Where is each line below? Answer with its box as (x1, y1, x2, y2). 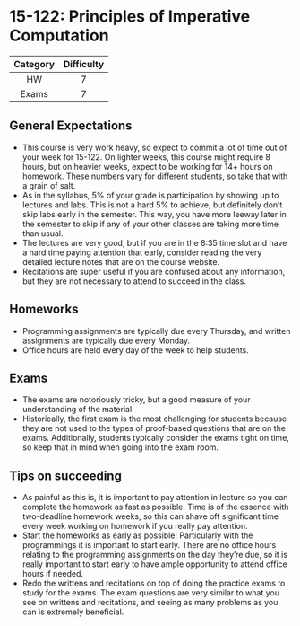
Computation (9, 25, 109, 46)
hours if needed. (21, 569, 83, 579)
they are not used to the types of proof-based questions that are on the (21, 423, 287, 434)
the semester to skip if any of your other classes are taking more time (21, 218, 279, 229)
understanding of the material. (21, 404, 134, 415)
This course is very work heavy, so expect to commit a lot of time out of (21, 142, 287, 153)
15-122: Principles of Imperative (9, 6, 251, 27)
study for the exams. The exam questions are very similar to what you (21, 587, 280, 598)
